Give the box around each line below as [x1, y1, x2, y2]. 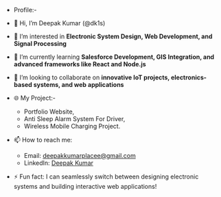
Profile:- [13, 6, 37, 14]
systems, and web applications [33, 81, 124, 88]
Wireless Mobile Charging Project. [23, 122, 121, 130]
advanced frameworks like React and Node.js [13, 60, 146, 68]
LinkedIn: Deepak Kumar [23, 159, 94, 167]
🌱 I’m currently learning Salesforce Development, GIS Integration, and [13, 53, 215, 61]
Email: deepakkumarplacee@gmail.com [23, 152, 136, 159]
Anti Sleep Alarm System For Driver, [23, 115, 126, 122]
